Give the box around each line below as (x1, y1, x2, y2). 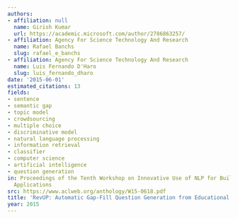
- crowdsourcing (7, 115, 55, 122)
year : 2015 (7, 201, 40, 208)
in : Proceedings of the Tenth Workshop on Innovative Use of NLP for (7, 174, 217, 182)
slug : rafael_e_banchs (13, 50, 81, 57)
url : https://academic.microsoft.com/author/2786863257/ (13, 30, 186, 37)
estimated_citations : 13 (7, 83, 81, 90)
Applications (13, 181, 52, 188)
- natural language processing (7, 135, 100, 142)
